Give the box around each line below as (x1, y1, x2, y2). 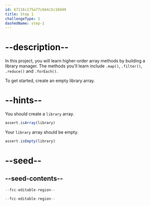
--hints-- (5, 95, 42, 106)
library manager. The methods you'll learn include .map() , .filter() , (5, 63, 143, 69)
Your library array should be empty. (5, 129, 79, 135)
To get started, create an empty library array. (5, 78, 95, 83)
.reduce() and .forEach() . (5, 68, 58, 74)
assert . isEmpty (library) (5, 139, 56, 144)
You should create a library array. (5, 111, 75, 117)
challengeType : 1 (5, 16, 40, 21)
